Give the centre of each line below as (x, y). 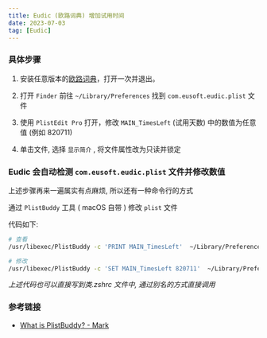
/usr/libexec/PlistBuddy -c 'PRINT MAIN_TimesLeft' (95, 247)
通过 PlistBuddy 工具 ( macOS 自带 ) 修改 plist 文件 (93, 207)
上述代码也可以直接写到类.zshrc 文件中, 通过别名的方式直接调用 (112, 285)
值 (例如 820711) (46, 132)
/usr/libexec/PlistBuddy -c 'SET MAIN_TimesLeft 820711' (104, 268)
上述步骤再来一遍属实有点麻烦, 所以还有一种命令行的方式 (101, 190)
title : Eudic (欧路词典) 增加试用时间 (66, 16)
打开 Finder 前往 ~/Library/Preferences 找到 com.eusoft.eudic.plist (133, 95)
